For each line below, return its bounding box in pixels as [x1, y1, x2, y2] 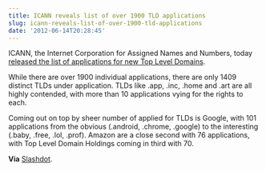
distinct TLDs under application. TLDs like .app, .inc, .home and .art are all [8, 81, 252, 90]
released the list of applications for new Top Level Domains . [8, 57, 206, 66]
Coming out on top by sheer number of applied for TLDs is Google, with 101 [8, 113, 256, 123]
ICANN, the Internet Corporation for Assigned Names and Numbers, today [8, 49, 253, 58]
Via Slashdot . [8, 154, 53, 164]
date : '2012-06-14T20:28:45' [8, 26, 106, 34]
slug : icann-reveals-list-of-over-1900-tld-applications [8, 19, 203, 27]
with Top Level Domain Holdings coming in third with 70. [8, 139, 195, 149]
